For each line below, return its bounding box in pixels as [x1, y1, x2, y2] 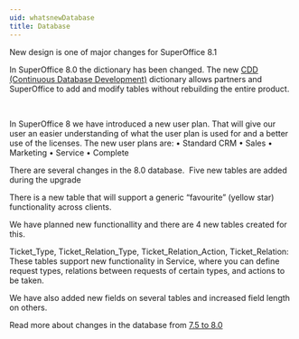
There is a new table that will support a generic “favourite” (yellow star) [9, 192, 275, 202]
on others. [9, 302, 48, 313]
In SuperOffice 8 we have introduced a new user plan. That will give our [9, 118, 276, 129]
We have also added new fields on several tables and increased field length [9, 292, 291, 303]
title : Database [9, 22, 70, 31]
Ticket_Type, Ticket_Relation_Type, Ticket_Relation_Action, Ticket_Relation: [9, 246, 289, 257]
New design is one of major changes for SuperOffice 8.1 [9, 46, 218, 57]
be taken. [9, 275, 45, 286]
